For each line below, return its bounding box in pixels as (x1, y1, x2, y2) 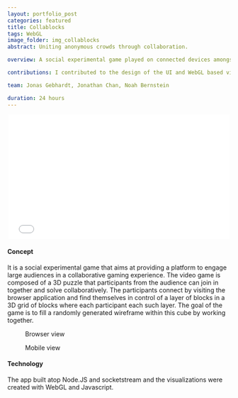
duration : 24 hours (7, 94, 65, 101)
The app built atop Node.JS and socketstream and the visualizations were (7, 375, 223, 384)
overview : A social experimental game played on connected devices (7, 56, 211, 64)
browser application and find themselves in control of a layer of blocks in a (7, 293, 225, 302)
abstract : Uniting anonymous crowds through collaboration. (7, 43, 189, 50)
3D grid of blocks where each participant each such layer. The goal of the (7, 301, 223, 309)
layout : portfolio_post (7, 10, 78, 18)
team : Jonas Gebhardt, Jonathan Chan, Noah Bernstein (7, 82, 170, 89)
